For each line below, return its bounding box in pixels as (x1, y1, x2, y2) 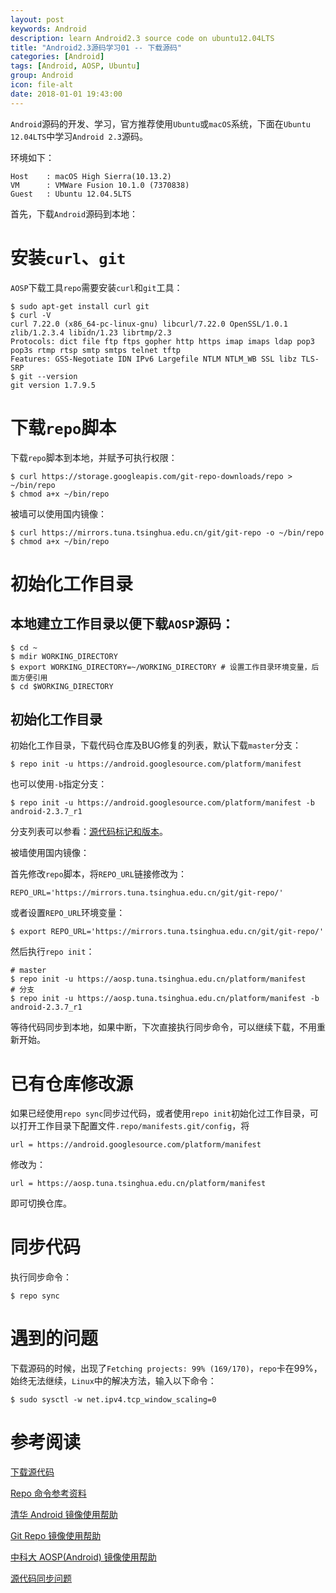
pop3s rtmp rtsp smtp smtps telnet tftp (10, 345, 182, 355)
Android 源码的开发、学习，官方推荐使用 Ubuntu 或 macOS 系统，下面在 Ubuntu (10, 117, 311, 130)
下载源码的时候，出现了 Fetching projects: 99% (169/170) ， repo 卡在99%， (10, 1362, 323, 1375)
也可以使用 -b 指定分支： (10, 778, 108, 790)
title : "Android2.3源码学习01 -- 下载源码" (10, 42, 183, 53)
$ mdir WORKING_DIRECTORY (10, 651, 118, 661)
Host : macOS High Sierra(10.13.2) (10, 171, 172, 181)
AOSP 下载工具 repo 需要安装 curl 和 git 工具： (10, 281, 183, 293)
